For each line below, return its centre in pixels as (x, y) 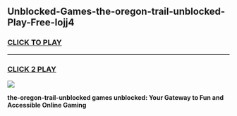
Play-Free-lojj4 (41, 23)
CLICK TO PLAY (35, 43)
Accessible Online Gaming (47, 105)
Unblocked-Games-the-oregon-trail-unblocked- (116, 12)
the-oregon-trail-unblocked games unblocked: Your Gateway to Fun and (116, 97)
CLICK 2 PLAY (32, 69)
